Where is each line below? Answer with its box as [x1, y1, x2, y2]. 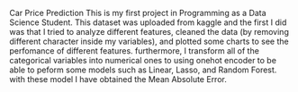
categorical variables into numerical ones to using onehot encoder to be [9, 55, 277, 65]
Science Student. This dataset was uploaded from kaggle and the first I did [9, 17, 287, 28]
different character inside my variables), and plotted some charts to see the [9, 36, 290, 46]
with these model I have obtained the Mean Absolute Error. [9, 74, 227, 84]
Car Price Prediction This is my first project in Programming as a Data [9, 8, 267, 18]
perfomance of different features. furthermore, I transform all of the [9, 46, 259, 56]
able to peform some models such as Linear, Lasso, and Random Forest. [9, 64, 277, 75]
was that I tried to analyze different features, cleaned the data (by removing [9, 27, 290, 37]
